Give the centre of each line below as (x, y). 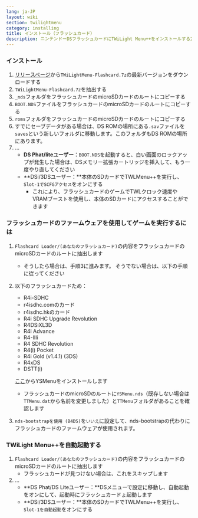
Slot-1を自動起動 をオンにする (58, 509)
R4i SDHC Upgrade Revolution (60, 319)
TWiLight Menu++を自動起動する (54, 445)
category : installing (33, 28)
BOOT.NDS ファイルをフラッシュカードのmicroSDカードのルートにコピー (100, 104)
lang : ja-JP (21, 12)
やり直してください (52, 169)
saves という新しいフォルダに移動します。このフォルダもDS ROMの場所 (101, 134)
